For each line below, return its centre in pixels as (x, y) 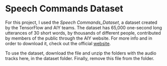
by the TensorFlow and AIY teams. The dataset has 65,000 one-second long (83, 27)
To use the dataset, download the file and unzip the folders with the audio (81, 53)
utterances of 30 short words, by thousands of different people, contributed (83, 33)
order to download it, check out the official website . (58, 43)
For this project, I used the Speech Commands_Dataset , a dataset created (81, 22)
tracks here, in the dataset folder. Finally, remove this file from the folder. (80, 58)
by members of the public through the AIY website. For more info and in (79, 38)
